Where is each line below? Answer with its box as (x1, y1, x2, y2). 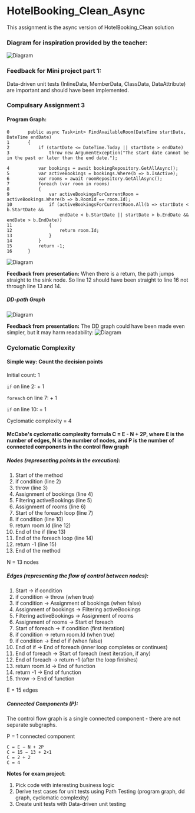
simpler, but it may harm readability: (6, 328, 94, 335)
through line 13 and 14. (6, 282, 61, 289)
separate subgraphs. (6, 721, 58, 728)
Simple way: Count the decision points (6, 358, 103, 365)
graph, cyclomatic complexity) (15, 794, 89, 801)
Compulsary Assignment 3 (6, 101, 85, 109)
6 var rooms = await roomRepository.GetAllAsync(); (6, 176, 163, 182)
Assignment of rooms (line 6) (15, 503, 86, 510)
